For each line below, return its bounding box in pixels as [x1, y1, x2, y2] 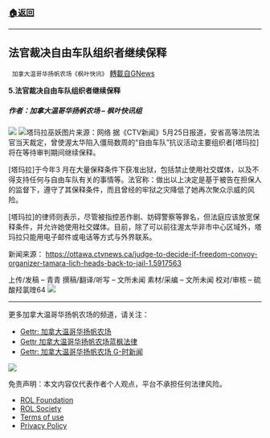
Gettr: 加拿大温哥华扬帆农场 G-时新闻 [19, 347, 143, 357]
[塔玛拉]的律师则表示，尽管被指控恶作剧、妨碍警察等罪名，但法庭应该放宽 [8, 212, 253, 222]
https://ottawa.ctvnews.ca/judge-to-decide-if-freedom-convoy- [45, 250, 258, 259]
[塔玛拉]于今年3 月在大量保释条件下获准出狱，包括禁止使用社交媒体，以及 [8, 165, 252, 175]
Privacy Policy [19, 421, 67, 431]
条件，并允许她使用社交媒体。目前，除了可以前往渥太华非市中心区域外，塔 [14, 222, 262, 232]
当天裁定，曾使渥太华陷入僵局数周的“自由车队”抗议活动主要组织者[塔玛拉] [14, 138, 260, 147]
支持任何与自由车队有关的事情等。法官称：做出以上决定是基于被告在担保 [14, 175, 255, 184]
